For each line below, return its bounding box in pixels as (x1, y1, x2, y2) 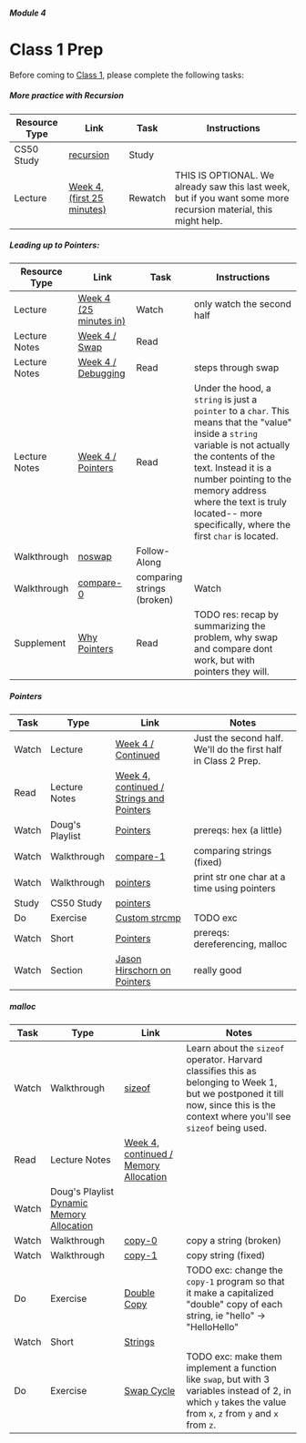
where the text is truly (194, 496, 287, 509)
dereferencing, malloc (193, 938, 288, 950)
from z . (186, 1418, 217, 1431)
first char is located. (194, 530, 279, 543)
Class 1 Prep (9, 39, 104, 59)
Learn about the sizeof (186, 1042, 285, 1055)
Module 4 (9, 7, 47, 18)
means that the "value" (194, 416, 292, 429)
